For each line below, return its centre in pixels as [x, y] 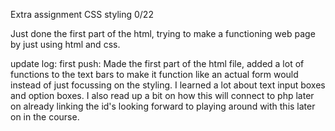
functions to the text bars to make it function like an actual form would [154, 74]
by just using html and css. [65, 44]
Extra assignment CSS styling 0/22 [82, 14]
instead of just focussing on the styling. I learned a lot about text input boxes [168, 85]
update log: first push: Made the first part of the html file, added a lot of [157, 63]
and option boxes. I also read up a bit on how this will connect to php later [162, 95]
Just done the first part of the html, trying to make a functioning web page [163, 33]
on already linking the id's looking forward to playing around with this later [163, 106]
